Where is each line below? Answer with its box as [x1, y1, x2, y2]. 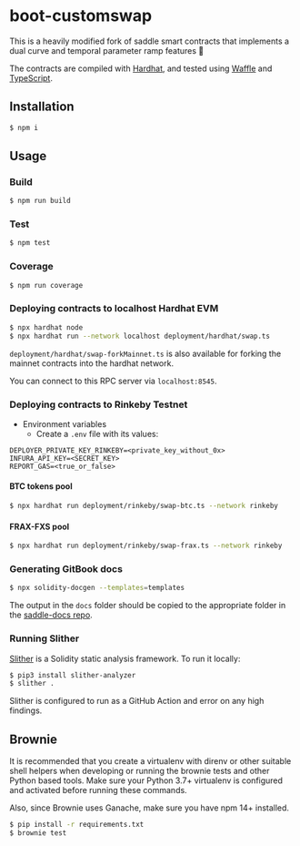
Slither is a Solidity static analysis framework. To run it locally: [9, 653, 241, 664]
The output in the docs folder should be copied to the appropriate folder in [9, 600, 286, 611]
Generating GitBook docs [9, 562, 123, 575]
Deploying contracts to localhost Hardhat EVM [9, 302, 219, 315]
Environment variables [22, 418, 107, 429]
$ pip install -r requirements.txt [9, 821, 145, 830]
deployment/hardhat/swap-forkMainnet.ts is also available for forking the [9, 348, 282, 359]
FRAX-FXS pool [9, 521, 70, 532]
